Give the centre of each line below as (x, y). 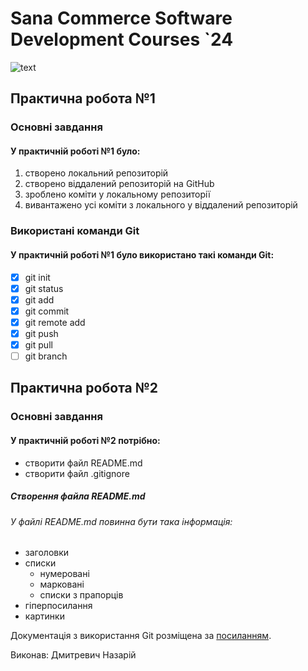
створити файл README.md (83, 463)
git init (37, 277)
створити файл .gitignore (77, 473)
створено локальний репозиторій (96, 173)
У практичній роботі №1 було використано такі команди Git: (142, 254)
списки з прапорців (81, 595)
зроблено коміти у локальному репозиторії (117, 194)
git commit (47, 311)
